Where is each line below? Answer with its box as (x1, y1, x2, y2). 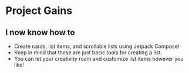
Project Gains (5, 4, 73, 18)
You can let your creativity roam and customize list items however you (14, 55, 184, 62)
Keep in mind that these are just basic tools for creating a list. (14, 49, 162, 56)
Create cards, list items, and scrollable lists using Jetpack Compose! (14, 43, 180, 50)
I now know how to (5, 27, 75, 37)
